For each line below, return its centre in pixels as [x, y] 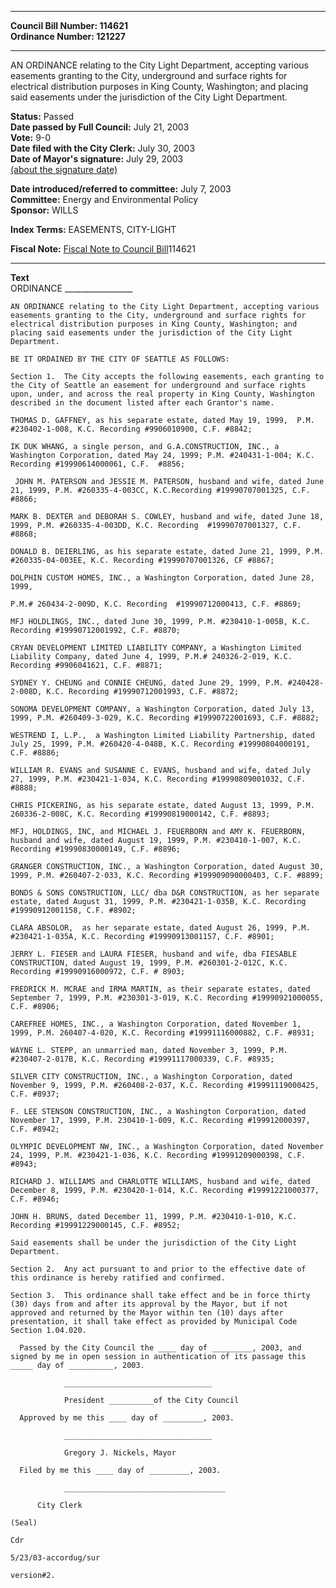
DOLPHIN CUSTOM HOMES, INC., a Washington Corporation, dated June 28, [162, 578]
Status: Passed [42, 116]
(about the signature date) [64, 169]
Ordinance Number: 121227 [68, 36]
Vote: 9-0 [31, 137]
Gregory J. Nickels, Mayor [120, 1453]
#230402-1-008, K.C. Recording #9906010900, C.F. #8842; [131, 429]
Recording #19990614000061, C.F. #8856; [98, 464]
